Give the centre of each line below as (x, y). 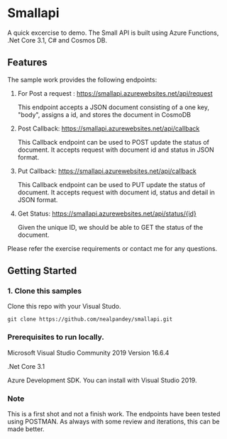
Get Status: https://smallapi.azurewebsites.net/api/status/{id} (107, 213)
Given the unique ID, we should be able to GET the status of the (110, 227)
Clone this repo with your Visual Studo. (64, 306)
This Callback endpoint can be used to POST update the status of (113, 142)
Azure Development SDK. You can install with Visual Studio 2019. (102, 380)
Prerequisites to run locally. (56, 337)
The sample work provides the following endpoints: (82, 79)
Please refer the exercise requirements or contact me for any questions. (112, 248)
